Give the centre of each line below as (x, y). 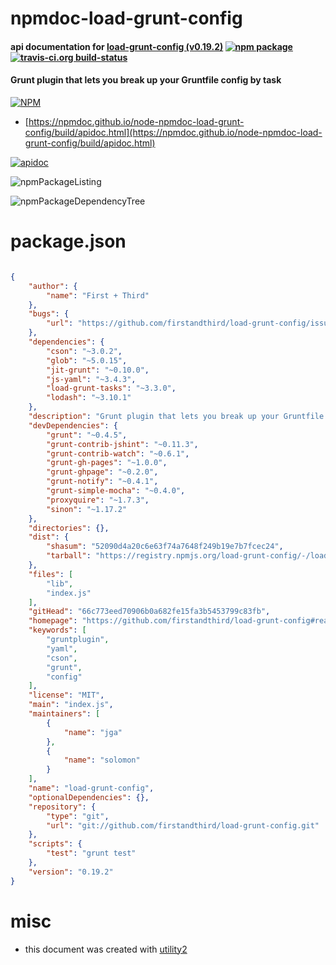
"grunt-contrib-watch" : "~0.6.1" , (118, 453)
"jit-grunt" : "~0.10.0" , (98, 370)
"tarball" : (69, 556)
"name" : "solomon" (102, 760)
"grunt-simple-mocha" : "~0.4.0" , (116, 491)
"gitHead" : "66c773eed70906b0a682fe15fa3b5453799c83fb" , (149, 612)
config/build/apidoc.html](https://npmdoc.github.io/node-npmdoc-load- (173, 132)
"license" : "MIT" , (66, 695)
